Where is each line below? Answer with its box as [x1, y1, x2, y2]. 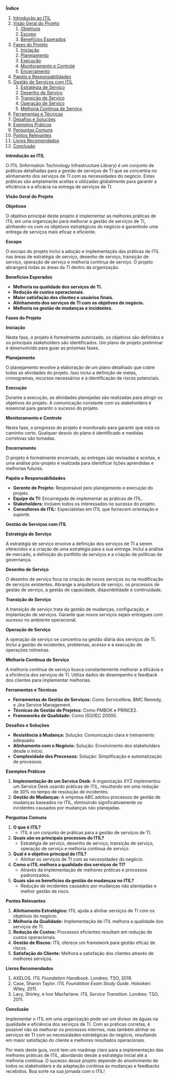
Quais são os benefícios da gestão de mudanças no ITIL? [13, 878, 134, 883]
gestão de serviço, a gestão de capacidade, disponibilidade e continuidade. [6, 587, 162, 593]
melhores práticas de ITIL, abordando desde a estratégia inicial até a [6, 1052, 147, 1058]
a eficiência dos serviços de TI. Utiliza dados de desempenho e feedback [6, 672, 157, 678]
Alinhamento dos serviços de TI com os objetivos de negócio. [13, 300, 144, 306]
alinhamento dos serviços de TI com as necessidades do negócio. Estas [6, 173, 155, 179]
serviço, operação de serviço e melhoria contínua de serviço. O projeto [6, 259, 153, 265]
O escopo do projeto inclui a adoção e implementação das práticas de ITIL [6, 248, 159, 254]
